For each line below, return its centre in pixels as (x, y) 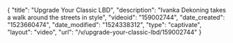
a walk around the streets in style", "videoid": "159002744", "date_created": (116, 17)
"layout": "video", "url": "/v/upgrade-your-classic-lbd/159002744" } (104, 32)
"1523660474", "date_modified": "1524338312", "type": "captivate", (104, 25)
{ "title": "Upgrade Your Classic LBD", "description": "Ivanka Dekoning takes (116, 10)
